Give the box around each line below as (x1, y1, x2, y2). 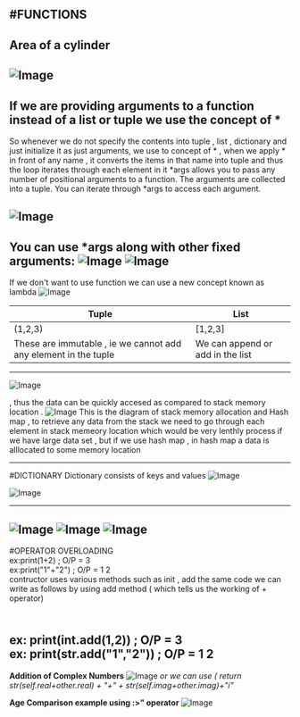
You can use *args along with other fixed (9, 239, 241, 254)
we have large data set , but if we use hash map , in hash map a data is (9, 435, 270, 446)
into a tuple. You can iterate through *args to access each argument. (9, 183, 262, 194)
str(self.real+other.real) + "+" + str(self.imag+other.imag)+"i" (9, 679, 234, 690)
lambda (9, 287, 37, 297)
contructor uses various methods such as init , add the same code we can (9, 574, 281, 584)
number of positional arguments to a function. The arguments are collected (9, 173, 286, 184)
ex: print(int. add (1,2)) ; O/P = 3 (9, 633, 183, 648)
